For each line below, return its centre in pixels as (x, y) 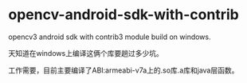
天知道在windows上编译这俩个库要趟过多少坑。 (86, 53)
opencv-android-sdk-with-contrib (123, 15)
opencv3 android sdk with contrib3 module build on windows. (110, 37)
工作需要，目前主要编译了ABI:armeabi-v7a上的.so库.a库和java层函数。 (123, 70)
